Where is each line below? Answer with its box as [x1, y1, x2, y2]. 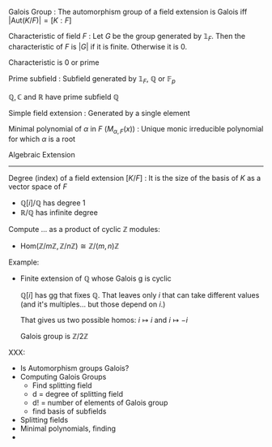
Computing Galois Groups [19, 372, 107, 382]
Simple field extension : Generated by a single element [8, 108, 190, 118]
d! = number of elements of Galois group [32, 398, 168, 408]
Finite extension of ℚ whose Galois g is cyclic [19, 273, 172, 283]
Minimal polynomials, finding [19, 423, 116, 433]
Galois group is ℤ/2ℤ [19, 332, 89, 342]
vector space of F [8, 182, 67, 191]
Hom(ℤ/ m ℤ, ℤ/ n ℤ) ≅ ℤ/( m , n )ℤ [19, 241, 120, 251]
